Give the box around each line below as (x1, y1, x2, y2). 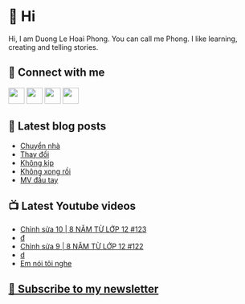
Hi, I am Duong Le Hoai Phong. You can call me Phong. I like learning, (8, 34, 238, 43)
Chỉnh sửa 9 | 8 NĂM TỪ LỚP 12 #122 (19, 241, 144, 252)
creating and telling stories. (8, 42, 99, 51)
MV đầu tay (19, 175, 59, 184)
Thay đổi (19, 149, 50, 159)
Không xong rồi (19, 166, 71, 176)
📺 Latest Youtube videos (8, 199, 137, 212)
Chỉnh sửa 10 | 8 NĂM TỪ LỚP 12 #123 (19, 224, 147, 234)
